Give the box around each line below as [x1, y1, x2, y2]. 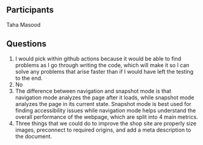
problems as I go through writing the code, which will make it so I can [15, 61, 190, 69]
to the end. [15, 74, 43, 82]
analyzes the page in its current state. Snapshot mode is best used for [15, 100, 192, 107]
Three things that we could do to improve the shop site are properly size [15, 119, 197, 127]
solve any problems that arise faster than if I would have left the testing [15, 68, 194, 75]
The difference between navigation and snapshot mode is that [15, 87, 172, 94]
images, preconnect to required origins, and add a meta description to [15, 126, 191, 133]
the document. [15, 132, 52, 140]
